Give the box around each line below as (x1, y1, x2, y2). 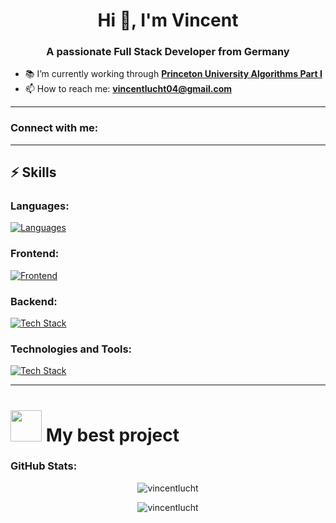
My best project (45, 424, 180, 446)
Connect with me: (10, 121, 99, 135)
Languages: (10, 199, 70, 213)
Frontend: (10, 247, 60, 261)
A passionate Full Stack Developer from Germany (46, 45, 290, 59)
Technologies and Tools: (10, 342, 133, 356)
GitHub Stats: (10, 459, 78, 473)
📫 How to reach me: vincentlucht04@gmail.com (24, 83, 233, 95)
